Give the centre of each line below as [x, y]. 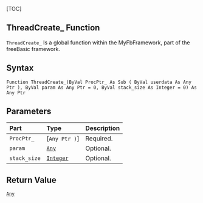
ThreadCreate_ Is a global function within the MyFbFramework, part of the [98, 43]
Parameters [29, 112]
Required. [99, 139]
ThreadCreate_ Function [53, 28]
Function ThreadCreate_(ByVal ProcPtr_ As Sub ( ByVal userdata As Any [99, 82]
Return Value [31, 180]
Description [103, 128]
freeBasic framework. [33, 49]
